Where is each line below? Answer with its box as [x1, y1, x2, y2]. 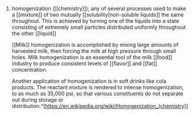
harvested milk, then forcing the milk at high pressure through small [11, 48, 176, 55]
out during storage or [11, 96, 64, 103]
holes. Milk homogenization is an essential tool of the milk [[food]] [11, 54, 172, 60]
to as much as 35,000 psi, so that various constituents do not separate [11, 90, 184, 97]
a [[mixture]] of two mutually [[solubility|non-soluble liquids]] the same [11, 11, 184, 18]
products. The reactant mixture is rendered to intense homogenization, [11, 84, 184, 90]
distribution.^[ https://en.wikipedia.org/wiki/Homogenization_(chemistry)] [11, 103, 189, 109]
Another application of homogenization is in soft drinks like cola [11, 77, 166, 84]
